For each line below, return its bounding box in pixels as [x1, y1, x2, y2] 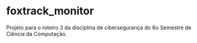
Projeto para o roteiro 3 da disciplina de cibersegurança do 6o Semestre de [6, 24, 192, 31]
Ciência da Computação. [6, 30, 67, 37]
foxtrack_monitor [6, 4, 94, 18]
